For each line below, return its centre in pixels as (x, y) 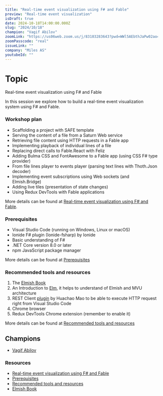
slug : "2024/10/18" (25, 28)
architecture (24, 293)
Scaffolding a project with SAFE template (53, 130)
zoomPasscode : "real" (27, 41)
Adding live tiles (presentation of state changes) (60, 187)
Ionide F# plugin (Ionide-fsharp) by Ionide (54, 235)
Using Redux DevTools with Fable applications (58, 192)
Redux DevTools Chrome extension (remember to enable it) (71, 314)
